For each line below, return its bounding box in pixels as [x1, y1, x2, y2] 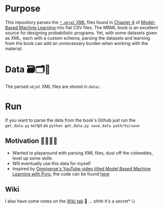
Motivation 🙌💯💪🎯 [5, 137, 58, 145]
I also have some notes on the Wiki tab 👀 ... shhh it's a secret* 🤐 [5, 198, 135, 204]
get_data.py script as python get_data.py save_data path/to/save [5, 122, 140, 128]
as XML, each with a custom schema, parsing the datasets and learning [5, 35, 150, 41]
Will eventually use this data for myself [12, 160, 91, 166]
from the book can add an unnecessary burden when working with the [5, 40, 148, 46]
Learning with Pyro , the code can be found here [12, 171, 110, 177]
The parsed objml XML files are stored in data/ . [5, 84, 101, 89]
